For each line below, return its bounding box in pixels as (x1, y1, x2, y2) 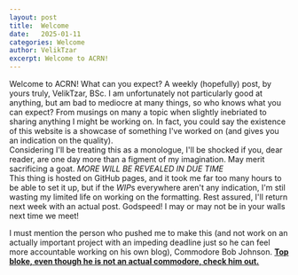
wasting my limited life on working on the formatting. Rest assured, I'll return (9, 192, 288, 202)
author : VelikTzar (9, 46, 77, 55)
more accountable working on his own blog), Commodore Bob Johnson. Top (9, 247, 289, 257)
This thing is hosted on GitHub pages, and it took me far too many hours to (9, 173, 282, 183)
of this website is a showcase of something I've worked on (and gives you (9, 126, 279, 136)
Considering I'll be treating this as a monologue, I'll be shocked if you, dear (9, 145, 283, 155)
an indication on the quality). (9, 135, 114, 145)
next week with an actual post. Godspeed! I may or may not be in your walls (9, 201, 286, 211)
